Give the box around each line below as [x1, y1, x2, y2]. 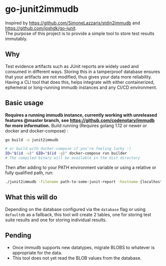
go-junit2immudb [5, 3, 79, 15]
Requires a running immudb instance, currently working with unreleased [5, 112, 157, 118]
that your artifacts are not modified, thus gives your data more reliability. [5, 73, 152, 80]
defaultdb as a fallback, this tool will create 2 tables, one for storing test [5, 211, 152, 217]
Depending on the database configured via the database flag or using [5, 206, 146, 212]
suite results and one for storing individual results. [5, 217, 107, 223]
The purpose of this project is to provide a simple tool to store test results [5, 30, 155, 36]
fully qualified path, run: [5, 170, 54, 176]
